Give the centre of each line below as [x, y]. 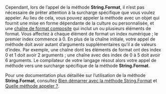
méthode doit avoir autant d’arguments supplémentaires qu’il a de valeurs [81, 44]
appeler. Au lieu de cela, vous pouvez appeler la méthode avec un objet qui [82, 18]
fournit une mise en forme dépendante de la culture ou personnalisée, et [80, 23]
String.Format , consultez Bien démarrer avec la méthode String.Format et [81, 80]
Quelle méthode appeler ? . [32, 86]
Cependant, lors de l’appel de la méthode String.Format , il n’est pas [75, 7]
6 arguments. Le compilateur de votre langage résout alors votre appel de [81, 60]
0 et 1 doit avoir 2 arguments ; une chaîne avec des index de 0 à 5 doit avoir [83, 55]
